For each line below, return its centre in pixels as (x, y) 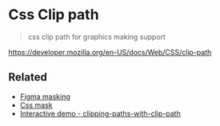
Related (28, 77)
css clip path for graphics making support (97, 37)
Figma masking (45, 96)
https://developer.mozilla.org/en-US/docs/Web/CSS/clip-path (110, 52)
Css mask (36, 104)
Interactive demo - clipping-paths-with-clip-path (100, 113)
